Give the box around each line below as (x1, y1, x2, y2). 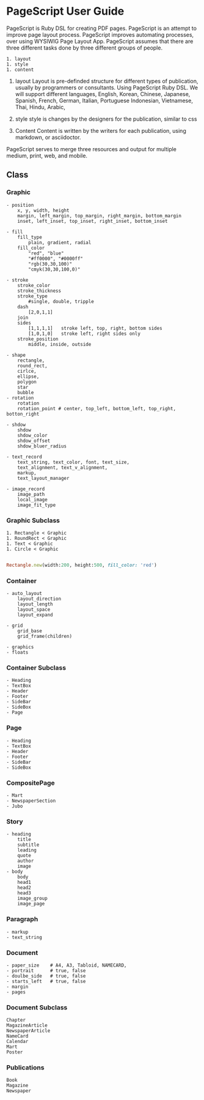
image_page (17, 901, 45, 907)
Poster (6, 1049, 23, 1055)
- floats (6, 649, 29, 656)
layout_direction (17, 596, 62, 602)
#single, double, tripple (28, 298, 95, 304)
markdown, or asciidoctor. (15, 133, 81, 141)
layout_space (17, 607, 51, 613)
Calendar (6, 1039, 29, 1045)
